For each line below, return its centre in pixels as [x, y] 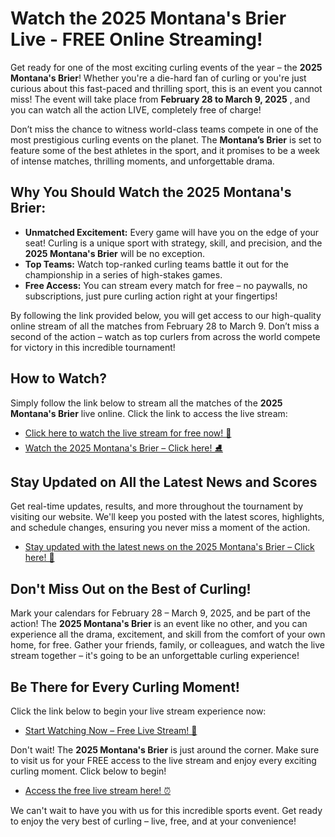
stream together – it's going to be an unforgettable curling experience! [155, 656]
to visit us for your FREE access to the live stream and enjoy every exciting [163, 760]
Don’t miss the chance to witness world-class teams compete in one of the [164, 129]
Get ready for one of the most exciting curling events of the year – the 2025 [166, 67]
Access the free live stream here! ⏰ [98, 790]
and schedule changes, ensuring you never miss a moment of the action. [160, 528]
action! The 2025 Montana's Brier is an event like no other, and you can [159, 624]
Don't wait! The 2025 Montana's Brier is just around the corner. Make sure [165, 750]
